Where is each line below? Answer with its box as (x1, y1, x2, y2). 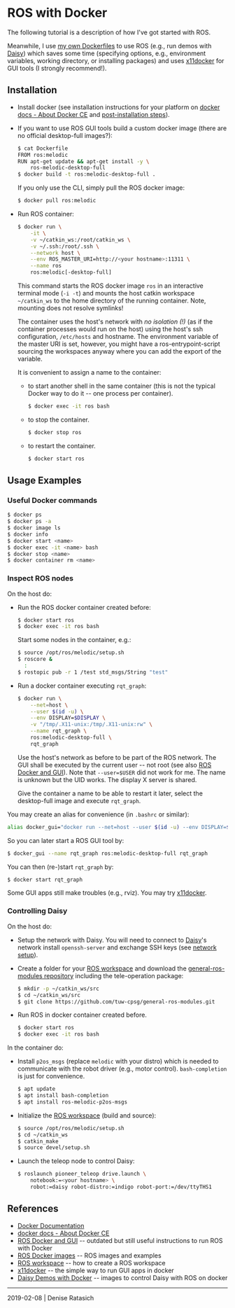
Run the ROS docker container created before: (17, 603, 152, 611)
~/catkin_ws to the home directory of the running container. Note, (17, 296, 206, 305)
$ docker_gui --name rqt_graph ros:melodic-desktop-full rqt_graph (7, 849, 208, 857)
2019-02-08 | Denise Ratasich (7, 1293, 94, 1302)
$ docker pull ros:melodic (17, 197, 97, 204)
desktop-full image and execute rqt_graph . (17, 796, 141, 805)
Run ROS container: (17, 210, 75, 218)
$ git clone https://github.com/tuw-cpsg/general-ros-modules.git (17, 998, 215, 1006)
